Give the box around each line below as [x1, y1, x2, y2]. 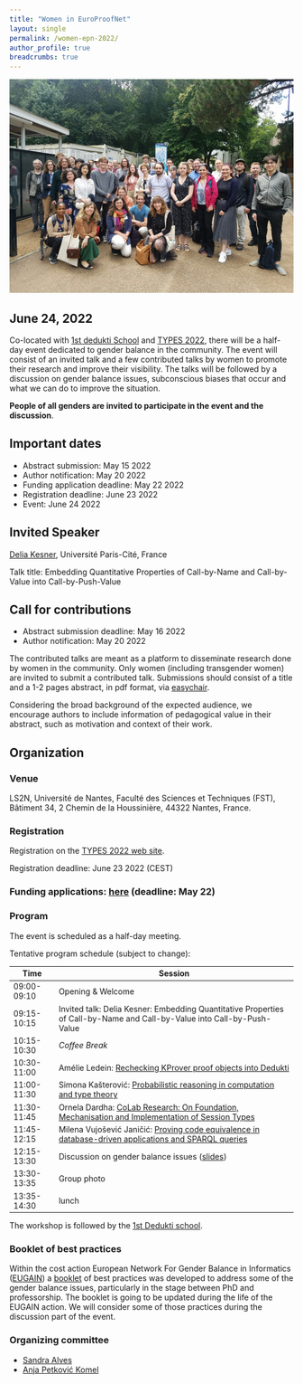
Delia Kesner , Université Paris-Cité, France [9, 548, 168, 560]
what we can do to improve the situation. [9, 383, 161, 393]
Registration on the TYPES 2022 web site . [9, 846, 165, 857]
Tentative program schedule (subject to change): [9, 948, 191, 959]
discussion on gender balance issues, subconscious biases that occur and [9, 373, 287, 384]
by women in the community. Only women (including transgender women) [9, 663, 285, 674]
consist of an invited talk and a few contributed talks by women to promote [9, 354, 288, 365]
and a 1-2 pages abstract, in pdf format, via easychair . [9, 682, 210, 693]
